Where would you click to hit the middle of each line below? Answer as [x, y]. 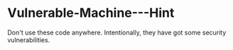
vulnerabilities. [29, 39]
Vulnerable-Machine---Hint [91, 13]
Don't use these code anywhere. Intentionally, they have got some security [117, 32]
